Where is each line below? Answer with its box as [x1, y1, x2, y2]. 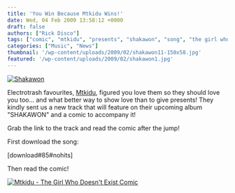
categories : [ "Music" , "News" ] [7, 43, 99, 49]
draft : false [7, 23, 45, 30]
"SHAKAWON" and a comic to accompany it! [7, 110, 136, 118]
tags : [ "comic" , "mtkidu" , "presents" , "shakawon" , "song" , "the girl [7, 36, 218, 43]
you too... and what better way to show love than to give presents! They [7, 95, 214, 104]
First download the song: [7, 137, 79, 146]
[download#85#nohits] [7, 150, 73, 159]
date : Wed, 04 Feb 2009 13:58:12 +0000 [7, 17, 124, 24]
